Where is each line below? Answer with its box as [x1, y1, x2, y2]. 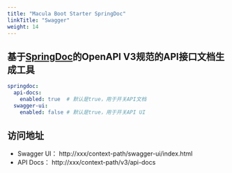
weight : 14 [7, 23, 39, 30]
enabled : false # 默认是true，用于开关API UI [20, 109, 146, 116]
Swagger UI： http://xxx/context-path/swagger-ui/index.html [17, 149, 193, 158]
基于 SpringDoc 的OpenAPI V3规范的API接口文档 [7, 50, 216, 63]
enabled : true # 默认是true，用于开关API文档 [20, 96, 147, 103]
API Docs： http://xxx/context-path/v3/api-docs [17, 158, 156, 167]
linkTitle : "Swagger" [7, 17, 70, 24]
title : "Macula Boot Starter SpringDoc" [7, 10, 127, 17]
